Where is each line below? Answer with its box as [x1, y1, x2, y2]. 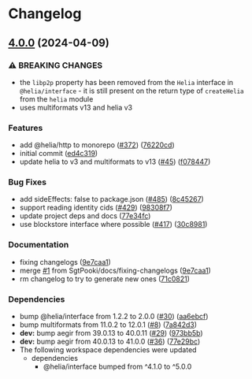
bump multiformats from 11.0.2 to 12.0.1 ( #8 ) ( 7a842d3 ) [19, 320, 198, 329]
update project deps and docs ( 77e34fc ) [19, 211, 151, 221]
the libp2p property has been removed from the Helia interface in [19, 77, 234, 87]
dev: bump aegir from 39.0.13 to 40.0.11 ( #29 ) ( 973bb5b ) [19, 329, 203, 338]
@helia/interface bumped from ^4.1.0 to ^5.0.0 [43, 362, 192, 371]
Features [8, 122, 43, 133]
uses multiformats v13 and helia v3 [19, 102, 132, 112]
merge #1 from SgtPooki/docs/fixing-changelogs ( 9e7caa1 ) [19, 266, 211, 275]
